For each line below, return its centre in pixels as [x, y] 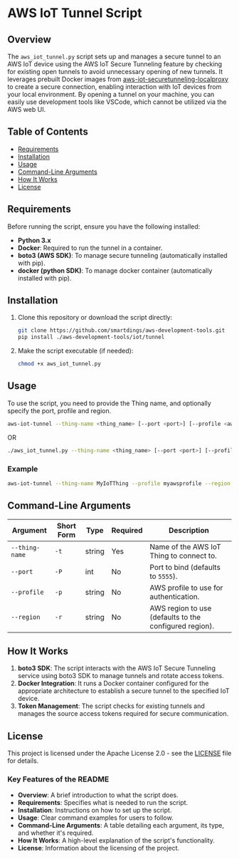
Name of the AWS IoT [186, 546]
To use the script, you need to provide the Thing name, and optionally [109, 403]
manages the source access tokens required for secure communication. [123, 714]
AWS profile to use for [186, 588]
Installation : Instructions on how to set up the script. [95, 810]
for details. [23, 761]
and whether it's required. [55, 833]
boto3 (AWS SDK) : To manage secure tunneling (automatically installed [122, 255]
